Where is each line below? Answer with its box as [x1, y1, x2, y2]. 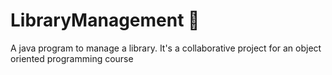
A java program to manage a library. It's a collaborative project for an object [10, 42, 322, 54]
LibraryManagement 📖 [10, 9, 200, 32]
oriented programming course [10, 52, 134, 64]
